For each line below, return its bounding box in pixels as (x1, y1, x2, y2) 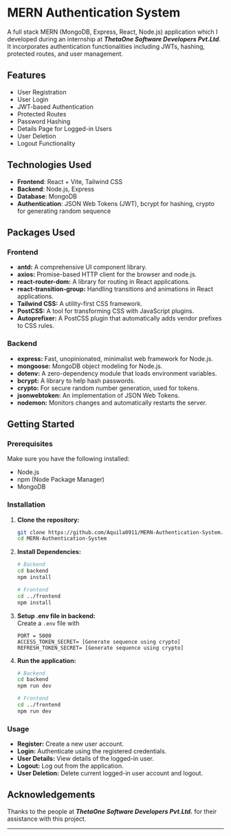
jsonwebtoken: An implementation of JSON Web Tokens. (16, 391, 180, 399)
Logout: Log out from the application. (16, 762, 124, 770)
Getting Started (7, 418, 75, 430)
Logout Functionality (16, 139, 76, 147)
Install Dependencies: (16, 548, 81, 556)
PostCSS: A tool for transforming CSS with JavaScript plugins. (16, 307, 195, 315)
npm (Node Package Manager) (16, 476, 105, 484)
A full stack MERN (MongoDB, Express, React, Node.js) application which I (7, 28, 218, 36)
